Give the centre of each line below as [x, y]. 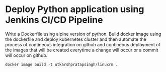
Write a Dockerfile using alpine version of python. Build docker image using [83, 34]
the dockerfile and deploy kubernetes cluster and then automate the [76, 39]
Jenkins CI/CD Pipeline [54, 20]
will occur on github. [26, 55]
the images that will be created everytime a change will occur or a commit [82, 50]
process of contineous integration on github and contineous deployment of [83, 44]
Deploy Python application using [75, 9]
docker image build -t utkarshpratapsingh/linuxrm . [62, 64]
